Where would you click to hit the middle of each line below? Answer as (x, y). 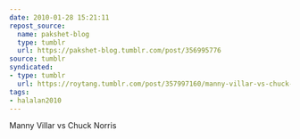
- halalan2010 (36, 100)
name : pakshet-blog (54, 34)
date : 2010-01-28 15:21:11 (59, 17)
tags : (19, 92)
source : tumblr (37, 59)
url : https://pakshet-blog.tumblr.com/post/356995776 (119, 51)
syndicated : (31, 68)
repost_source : (37, 26)
